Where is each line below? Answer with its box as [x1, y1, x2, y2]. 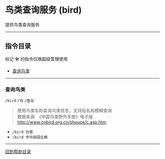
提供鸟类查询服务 [5, 22, 40, 27]
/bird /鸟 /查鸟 [5, 99, 34, 104]
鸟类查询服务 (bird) [5, 4, 82, 16]
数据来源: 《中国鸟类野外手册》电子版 [17, 114, 93, 120]
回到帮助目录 [5, 149, 31, 155]
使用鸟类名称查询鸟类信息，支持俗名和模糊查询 [17, 107, 112, 113]
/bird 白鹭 [12, 130, 33, 135]
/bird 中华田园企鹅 [12, 135, 48, 140]
